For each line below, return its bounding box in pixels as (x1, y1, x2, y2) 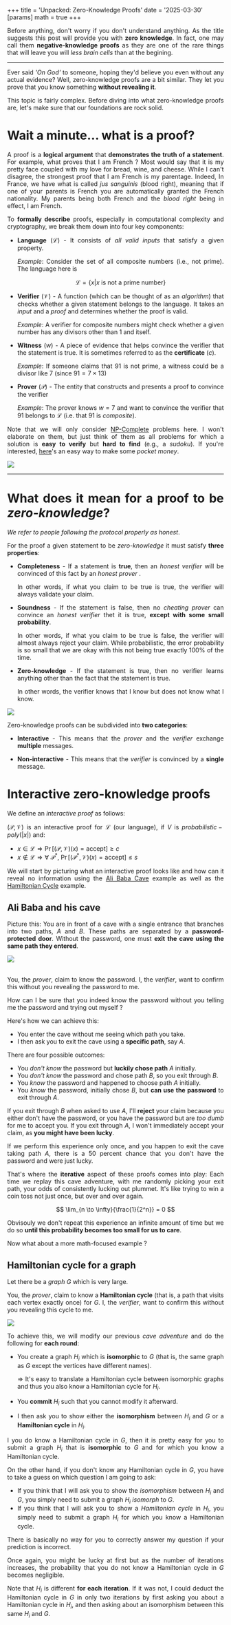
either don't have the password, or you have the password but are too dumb (7, 1114, 225, 1122)
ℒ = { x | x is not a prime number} (75, 278, 166, 287)
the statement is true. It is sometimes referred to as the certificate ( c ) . (16, 348, 217, 357)
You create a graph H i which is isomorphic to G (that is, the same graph (16, 1353, 224, 1363)
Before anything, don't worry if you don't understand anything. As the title (7, 27, 224, 34)
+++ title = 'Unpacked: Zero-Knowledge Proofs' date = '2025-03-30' (7, 6, 203, 14)
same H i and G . (7, 1609, 50, 1619)
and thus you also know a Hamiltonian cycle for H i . (16, 1382, 160, 1392)
